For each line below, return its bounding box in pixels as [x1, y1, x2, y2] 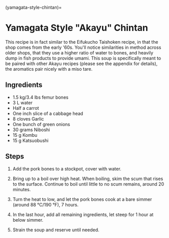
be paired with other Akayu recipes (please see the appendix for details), [5, 61, 158, 67]
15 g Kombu [12, 132, 38, 138]
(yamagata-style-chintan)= [5, 5, 62, 10]
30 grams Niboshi [12, 127, 50, 133]
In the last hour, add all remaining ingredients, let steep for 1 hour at [12, 211, 154, 218]
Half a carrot [12, 105, 39, 111]
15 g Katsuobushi [12, 137, 49, 143]
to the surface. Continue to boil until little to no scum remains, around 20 [12, 181, 164, 187]
